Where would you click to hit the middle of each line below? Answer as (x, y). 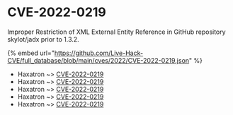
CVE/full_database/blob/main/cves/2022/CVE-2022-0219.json (98, 60)
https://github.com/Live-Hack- (99, 53)
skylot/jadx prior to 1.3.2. (43, 39)
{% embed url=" (31, 53)
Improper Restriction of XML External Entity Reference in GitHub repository (116, 32)
